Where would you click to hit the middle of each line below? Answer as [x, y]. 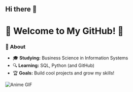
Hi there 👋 [21, 9]
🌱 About [15, 47]
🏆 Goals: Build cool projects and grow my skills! [63, 73]
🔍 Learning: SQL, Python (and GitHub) [54, 65]
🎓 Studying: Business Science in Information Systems [70, 58]
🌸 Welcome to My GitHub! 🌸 [64, 31]
